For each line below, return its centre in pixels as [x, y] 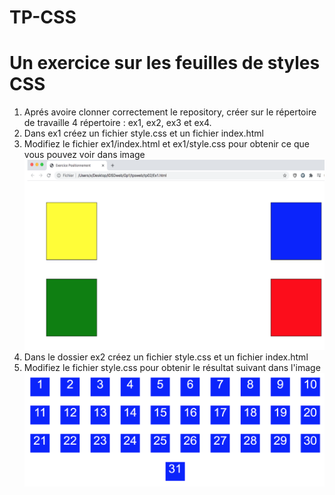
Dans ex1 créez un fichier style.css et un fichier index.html [143, 133]
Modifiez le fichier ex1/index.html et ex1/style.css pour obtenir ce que [166, 144]
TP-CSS [43, 17]
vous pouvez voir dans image [84, 155]
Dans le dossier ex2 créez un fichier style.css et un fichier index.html [166, 357]
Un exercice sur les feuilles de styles [165, 63]
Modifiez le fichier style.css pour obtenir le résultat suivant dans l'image [172, 367]
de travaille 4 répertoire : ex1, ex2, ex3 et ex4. [117, 123]
